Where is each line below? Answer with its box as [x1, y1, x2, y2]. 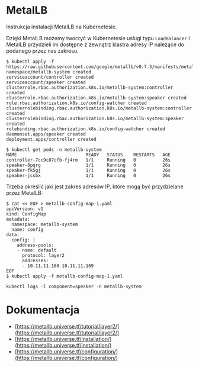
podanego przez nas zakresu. [6, 47, 79, 54]
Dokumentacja [6, 303, 80, 317]
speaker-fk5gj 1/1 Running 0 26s [6, 167, 171, 173]
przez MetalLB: [6, 189, 43, 196]
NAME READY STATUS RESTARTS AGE [6, 152, 171, 157]
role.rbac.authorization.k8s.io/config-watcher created [6, 100, 147, 106]
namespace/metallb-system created [6, 69, 92, 75]
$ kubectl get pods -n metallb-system [6, 146, 102, 153]
